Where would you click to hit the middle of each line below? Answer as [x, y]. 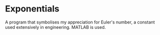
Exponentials [32, 9]
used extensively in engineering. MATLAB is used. [56, 27]
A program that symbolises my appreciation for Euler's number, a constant [80, 22]
